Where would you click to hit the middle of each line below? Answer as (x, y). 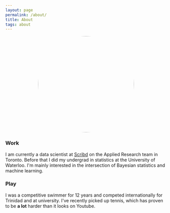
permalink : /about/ (26, 15)
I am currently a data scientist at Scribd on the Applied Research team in (81, 154)
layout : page (19, 10)
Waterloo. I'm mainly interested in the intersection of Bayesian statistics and (85, 165)
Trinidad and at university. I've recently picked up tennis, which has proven (84, 200)
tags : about (18, 24)
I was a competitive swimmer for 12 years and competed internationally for (84, 195)
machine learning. (24, 170)
